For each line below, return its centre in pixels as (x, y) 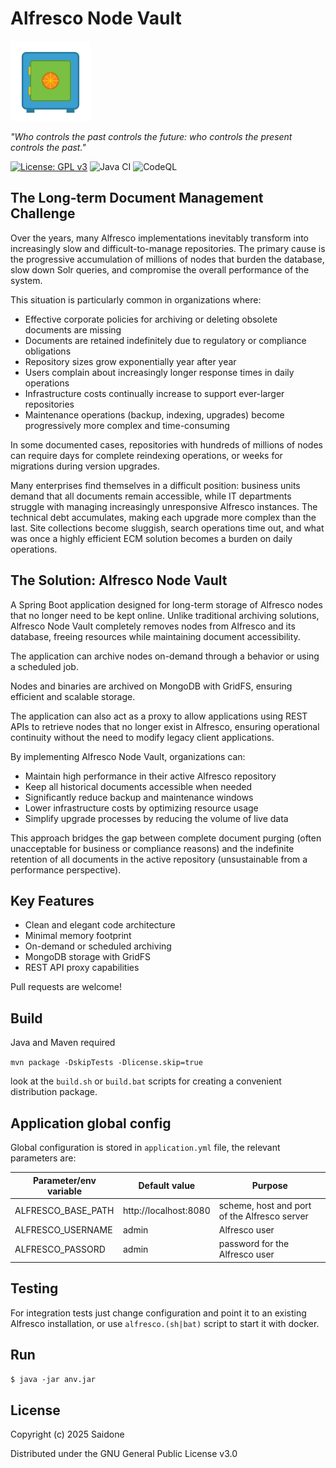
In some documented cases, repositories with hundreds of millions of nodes (166, 444)
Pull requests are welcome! (66, 987)
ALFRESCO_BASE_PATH (64, 1211)
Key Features (52, 900)
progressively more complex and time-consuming (127, 425)
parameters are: (43, 1158)
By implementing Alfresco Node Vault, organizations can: (128, 756)
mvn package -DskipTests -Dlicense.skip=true (106, 1063)
